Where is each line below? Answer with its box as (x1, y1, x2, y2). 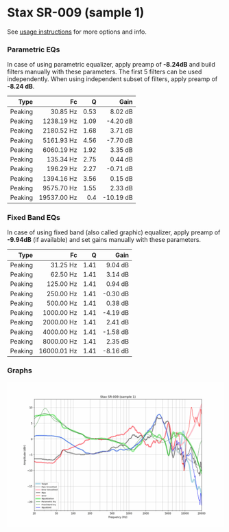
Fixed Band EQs (7, 212, 60, 222)
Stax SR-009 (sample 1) (7, 5, 145, 21)
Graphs (7, 366, 32, 375)
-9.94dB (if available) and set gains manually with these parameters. (7, 236, 201, 244)
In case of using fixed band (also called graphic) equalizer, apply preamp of (7, 228, 221, 236)
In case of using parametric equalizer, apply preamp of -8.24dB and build (7, 60, 216, 69)
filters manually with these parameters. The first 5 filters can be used (7, 67, 202, 76)
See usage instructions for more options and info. (7, 27, 147, 36)
